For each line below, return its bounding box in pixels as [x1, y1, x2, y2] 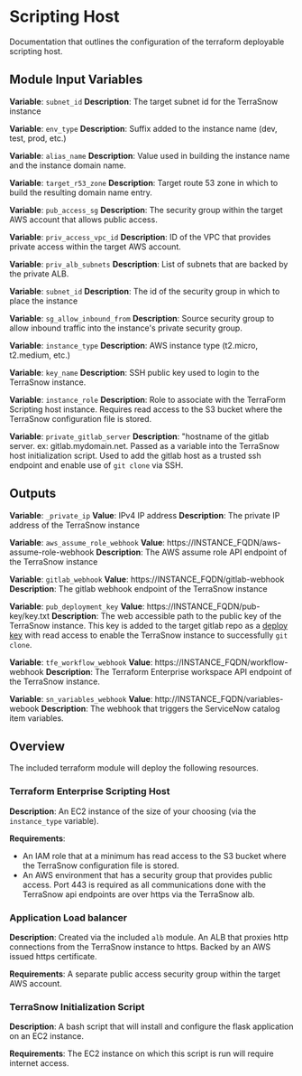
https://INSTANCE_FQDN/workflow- [154, 657, 288, 668]
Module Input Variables [9, 72, 143, 88]
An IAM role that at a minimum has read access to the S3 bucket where [22, 850, 287, 861]
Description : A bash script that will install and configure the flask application [9, 1021, 294, 1032]
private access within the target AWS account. [9, 241, 182, 252]
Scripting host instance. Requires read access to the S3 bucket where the [9, 404, 283, 415]
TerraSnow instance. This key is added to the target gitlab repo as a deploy [9, 620, 288, 631]
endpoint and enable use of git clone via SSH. [9, 459, 184, 471]
